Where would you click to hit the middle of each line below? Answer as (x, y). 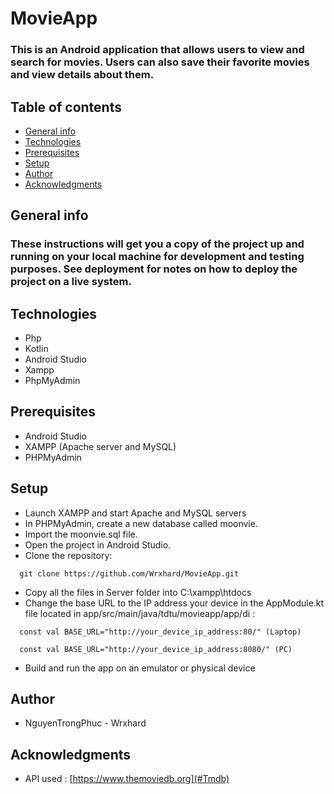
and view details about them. (82, 75)
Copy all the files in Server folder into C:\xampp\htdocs (138, 592)
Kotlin (36, 349)
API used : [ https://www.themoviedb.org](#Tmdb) (127, 779)
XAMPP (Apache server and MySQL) (100, 446)
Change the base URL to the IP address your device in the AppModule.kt (174, 603)
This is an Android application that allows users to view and (157, 50)
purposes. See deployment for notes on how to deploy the (154, 269)
